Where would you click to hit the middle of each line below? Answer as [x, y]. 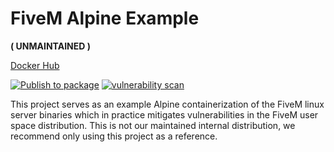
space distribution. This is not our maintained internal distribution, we [153, 125]
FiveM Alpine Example [105, 18]
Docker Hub [35, 65]
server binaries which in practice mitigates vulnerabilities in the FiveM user [164, 114]
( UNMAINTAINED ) [50, 46]
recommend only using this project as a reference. [114, 136]
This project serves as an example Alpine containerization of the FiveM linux [167, 104]
